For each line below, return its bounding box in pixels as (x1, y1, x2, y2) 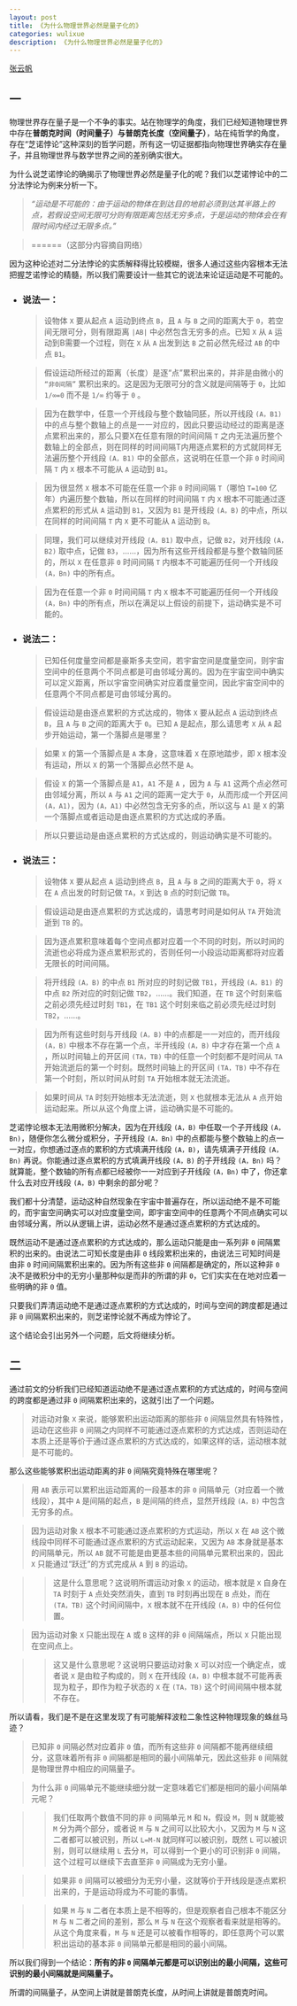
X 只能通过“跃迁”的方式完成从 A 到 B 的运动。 (30, 1558, 193, 1568)
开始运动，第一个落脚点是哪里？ (51, 729, 169, 740)
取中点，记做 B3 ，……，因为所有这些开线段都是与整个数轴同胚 (58, 546, 284, 556)
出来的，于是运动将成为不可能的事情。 (52, 1886, 193, 1896)
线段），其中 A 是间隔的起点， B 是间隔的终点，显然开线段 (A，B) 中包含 (30, 1495, 286, 1506)
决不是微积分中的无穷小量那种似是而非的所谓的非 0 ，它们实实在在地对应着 (9, 1270, 279, 1281)
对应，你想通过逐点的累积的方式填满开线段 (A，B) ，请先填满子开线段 (16, 1143, 267, 1154)
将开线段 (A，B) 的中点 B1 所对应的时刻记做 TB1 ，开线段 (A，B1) (43, 976, 274, 988)
